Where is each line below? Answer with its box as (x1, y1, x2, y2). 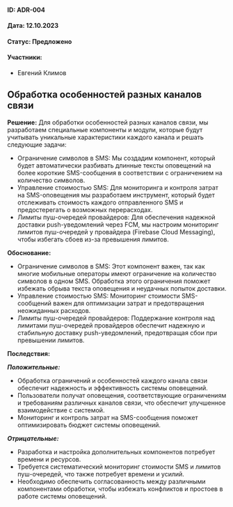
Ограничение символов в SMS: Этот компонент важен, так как (17, 261, 205, 271)
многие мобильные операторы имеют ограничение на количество (17, 269, 217, 277)
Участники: (7, 53, 43, 62)
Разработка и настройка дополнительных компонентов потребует (17, 447, 216, 456)
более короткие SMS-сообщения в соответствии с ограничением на (17, 168, 223, 177)
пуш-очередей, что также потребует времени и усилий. (17, 469, 184, 478)
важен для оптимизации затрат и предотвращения (53, 299, 204, 307)
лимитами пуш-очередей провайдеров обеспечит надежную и (17, 321, 205, 330)
